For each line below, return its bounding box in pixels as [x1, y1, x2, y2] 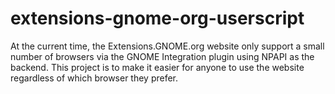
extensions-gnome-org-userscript [10, 7, 305, 30]
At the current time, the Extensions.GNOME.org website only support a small [10, 40, 325, 52]
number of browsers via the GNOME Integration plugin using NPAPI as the [10, 50, 315, 62]
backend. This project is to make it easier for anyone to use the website [10, 61, 305, 73]
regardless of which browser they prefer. [10, 72, 179, 84]
